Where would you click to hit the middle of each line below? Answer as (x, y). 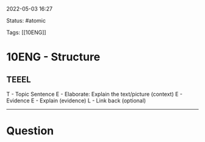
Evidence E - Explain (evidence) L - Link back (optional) (76, 101)
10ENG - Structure (53, 57)
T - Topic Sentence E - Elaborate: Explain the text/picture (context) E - (95, 94)
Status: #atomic (26, 20)
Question (30, 131)
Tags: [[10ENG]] (27, 32)
